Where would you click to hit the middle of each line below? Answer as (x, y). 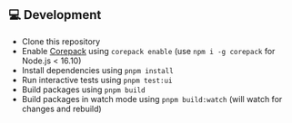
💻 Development (55, 15)
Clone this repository (61, 41)
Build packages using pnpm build (84, 90)
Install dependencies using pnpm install (97, 70)
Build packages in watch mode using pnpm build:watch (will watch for (152, 99)
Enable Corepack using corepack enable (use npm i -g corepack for (148, 51)
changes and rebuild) (61, 109)
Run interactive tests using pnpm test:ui (97, 80)
